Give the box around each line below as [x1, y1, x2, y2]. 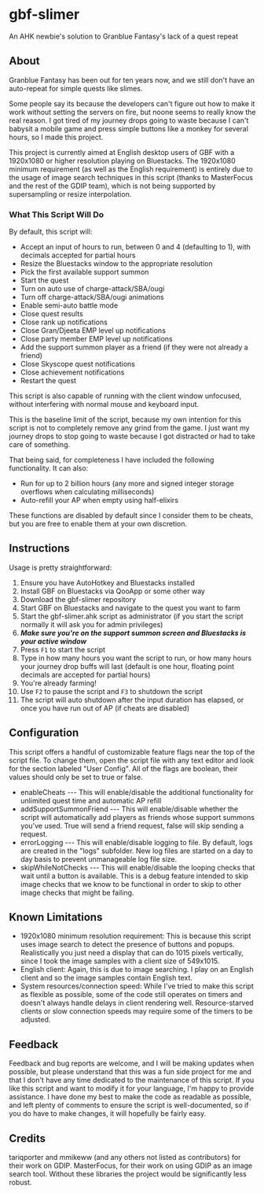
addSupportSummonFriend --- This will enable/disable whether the [20, 804, 239, 814]
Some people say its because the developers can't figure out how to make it [9, 98, 255, 108]
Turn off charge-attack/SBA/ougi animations [20, 293, 164, 302]
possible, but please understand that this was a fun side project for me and [9, 1067, 252, 1077]
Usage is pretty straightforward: [9, 563, 112, 572]
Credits [9, 1132, 46, 1145]
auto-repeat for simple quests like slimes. [9, 83, 143, 93]
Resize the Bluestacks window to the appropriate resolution [20, 259, 213, 268]
